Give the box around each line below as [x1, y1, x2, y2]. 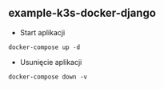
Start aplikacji [19, 27, 66, 37]
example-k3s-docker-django [8, 6, 156, 20]
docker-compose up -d [8, 43, 81, 51]
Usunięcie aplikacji [19, 57, 82, 67]
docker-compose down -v [8, 72, 88, 81]
